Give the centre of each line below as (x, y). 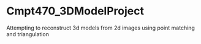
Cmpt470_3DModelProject (75, 11)
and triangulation (28, 34)
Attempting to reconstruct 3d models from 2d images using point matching (100, 28)
